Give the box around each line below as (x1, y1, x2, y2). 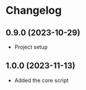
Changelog (5, 4, 62, 17)
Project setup (14, 43, 48, 50)
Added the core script (14, 76, 69, 84)
